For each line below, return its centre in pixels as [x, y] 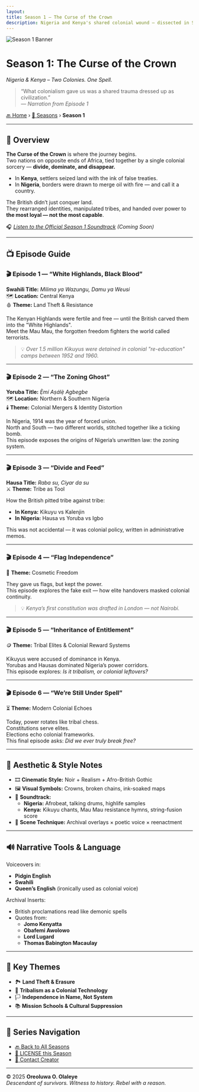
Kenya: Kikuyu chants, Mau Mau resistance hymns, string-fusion [103, 810]
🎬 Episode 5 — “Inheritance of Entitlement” [70, 630]
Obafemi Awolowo [46, 930]
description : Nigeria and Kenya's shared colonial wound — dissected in [98, 23]
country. [25, 191]
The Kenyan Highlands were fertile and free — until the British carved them [98, 318]
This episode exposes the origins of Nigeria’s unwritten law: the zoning [93, 440]
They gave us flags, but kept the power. [54, 584]
